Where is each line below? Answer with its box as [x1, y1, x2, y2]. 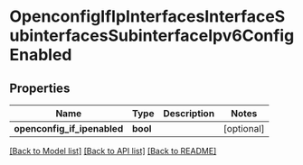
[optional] [223, 123, 265, 134]
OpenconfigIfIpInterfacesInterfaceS [9, 6, 286, 27]
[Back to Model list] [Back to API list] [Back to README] [9, 146, 217, 156]
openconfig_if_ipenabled [14, 123, 124, 134]
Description [162, 107, 215, 119]
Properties [9, 80, 71, 96]
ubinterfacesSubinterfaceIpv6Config [9, 25, 295, 46]
